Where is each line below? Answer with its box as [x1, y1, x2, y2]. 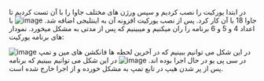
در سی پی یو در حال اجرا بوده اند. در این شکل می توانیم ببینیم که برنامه [9, 55, 247, 65]
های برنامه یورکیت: [9, 32, 64, 41]
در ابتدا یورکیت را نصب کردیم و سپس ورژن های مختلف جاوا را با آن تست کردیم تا [9, 8, 247, 16]
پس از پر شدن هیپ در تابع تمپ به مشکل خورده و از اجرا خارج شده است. [9, 64, 224, 73]
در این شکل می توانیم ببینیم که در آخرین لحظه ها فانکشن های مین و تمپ [38, 48, 251, 56]
